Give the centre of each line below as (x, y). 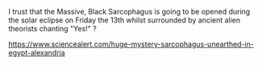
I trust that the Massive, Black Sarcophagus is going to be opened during (129, 12)
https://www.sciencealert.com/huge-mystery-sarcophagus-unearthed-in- (131, 44)
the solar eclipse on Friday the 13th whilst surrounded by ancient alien (125, 20)
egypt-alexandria (37, 53)
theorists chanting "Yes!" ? (52, 28)
